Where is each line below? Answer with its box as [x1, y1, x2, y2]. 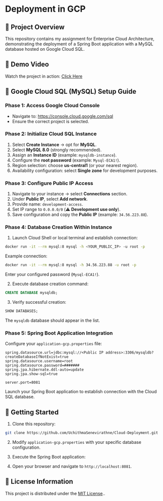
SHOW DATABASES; [5, 309, 38, 313]
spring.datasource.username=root [5, 359, 73, 364]
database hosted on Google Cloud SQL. [5, 46, 85, 52]
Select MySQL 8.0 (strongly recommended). [12, 146, 102, 152]
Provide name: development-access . [12, 201, 83, 207]
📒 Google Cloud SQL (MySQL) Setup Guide [5, 87, 137, 96]
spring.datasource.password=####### [5, 363, 80, 368]
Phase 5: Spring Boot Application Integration [5, 330, 113, 336]
